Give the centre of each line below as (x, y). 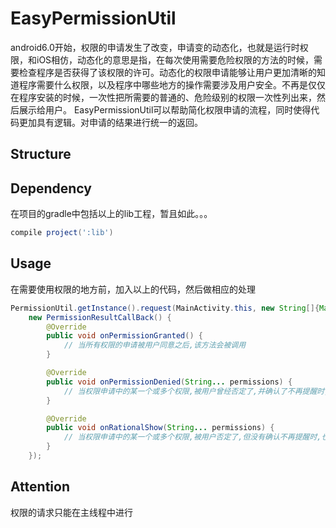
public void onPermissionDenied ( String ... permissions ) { (169, 382)
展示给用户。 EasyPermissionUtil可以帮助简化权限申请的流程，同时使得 (165, 109)
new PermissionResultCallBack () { (100, 317)
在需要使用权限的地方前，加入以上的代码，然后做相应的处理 (133, 289)
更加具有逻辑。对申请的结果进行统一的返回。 (110, 122)
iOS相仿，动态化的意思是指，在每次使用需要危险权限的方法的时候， (175, 59)
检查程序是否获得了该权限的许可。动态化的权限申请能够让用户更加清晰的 (167, 72)
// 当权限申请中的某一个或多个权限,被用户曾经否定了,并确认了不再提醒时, (196, 391)
